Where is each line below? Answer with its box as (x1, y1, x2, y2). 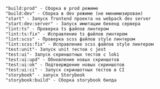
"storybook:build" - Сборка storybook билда (5, 77, 117, 83)
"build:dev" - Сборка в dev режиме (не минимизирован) (5, 11, 143, 16)
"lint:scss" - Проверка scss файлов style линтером (5, 36, 135, 42)
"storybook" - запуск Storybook (5, 72, 85, 78)
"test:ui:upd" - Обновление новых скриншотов (5, 57, 119, 63)
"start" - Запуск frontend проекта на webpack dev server (5, 16, 151, 22)
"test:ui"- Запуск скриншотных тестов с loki (5, 52, 119, 57)
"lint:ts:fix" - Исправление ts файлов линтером (5, 31, 128, 37)
